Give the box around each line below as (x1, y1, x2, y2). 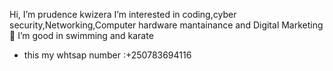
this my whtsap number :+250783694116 (23, 49, 192, 61)
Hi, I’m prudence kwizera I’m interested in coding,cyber (9, 9, 237, 20)
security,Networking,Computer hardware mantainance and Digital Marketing (9, 19, 324, 31)
